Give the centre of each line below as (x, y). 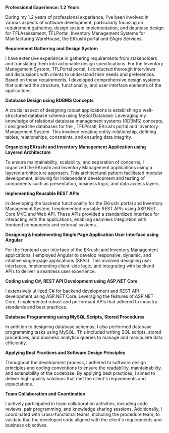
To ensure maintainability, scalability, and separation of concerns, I (75, 162)
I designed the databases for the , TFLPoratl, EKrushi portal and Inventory (82, 126)
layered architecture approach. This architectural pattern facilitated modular (84, 173)
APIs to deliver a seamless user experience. (51, 271)
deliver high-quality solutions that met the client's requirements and (76, 379)
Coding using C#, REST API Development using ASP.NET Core (71, 281)
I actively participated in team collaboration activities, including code (76, 404)
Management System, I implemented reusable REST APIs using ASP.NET (81, 209)
